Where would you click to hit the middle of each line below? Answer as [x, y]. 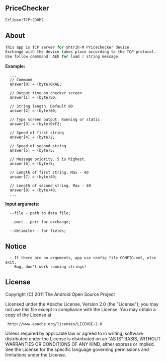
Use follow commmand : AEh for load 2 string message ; [63, 57]
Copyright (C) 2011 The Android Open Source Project [60, 294]
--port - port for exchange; [40, 222]
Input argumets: [22, 204]
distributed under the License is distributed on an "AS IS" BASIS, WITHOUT [83, 339]
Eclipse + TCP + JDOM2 [24, 20]
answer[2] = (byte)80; [33, 111]
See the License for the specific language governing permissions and [77, 349]
